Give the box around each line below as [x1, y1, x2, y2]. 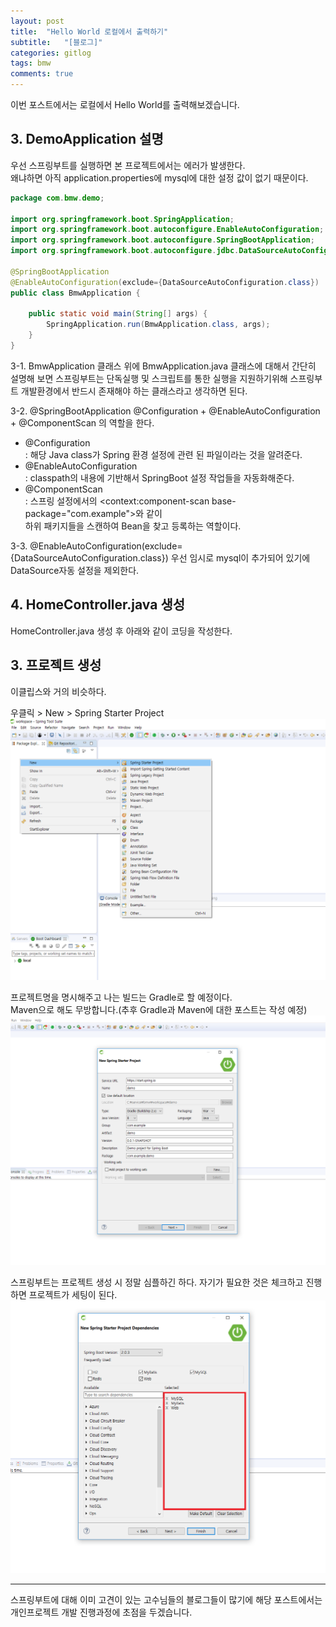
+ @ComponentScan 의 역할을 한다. [10, 416, 155, 429]
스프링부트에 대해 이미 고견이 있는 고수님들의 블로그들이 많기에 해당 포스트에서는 [10, 1593, 323, 1605]
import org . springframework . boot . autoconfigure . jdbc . [10, 246, 240, 256]
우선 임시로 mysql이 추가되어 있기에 [170, 551, 311, 564]
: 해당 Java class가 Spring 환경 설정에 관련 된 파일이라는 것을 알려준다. [24, 448, 303, 460]
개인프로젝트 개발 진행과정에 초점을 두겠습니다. [10, 1606, 193, 1618]
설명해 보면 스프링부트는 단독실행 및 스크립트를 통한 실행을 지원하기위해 [10, 372, 288, 384]
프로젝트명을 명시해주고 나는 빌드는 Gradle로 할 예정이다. [10, 991, 233, 1003]
